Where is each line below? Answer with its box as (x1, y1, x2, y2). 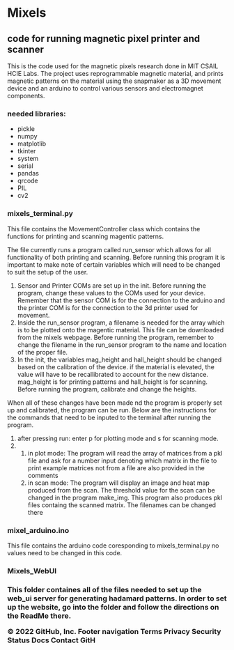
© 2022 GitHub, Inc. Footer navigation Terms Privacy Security (7, 627, 221, 637)
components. (7, 92, 45, 100)
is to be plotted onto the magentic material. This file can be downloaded (17, 325, 224, 334)
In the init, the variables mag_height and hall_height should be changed (17, 355, 222, 364)
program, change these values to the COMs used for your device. (17, 288, 205, 297)
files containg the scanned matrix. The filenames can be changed (27, 500, 217, 509)
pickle (17, 125, 35, 133)
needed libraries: (7, 109, 66, 118)
